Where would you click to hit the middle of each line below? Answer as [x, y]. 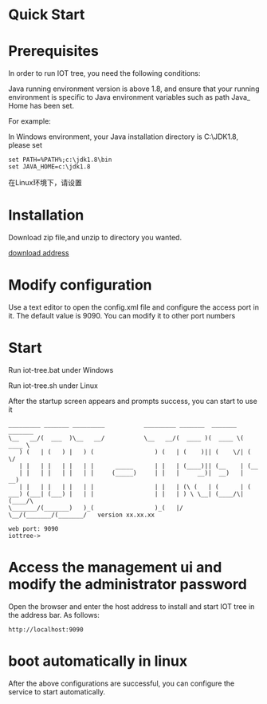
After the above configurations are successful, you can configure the [122, 683]
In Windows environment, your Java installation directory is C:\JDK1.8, [124, 136]
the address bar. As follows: [54, 615]
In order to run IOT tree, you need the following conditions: [104, 73]
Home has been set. [41, 106]
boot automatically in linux [98, 661]
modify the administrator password [128, 585]
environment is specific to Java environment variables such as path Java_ [130, 97]
